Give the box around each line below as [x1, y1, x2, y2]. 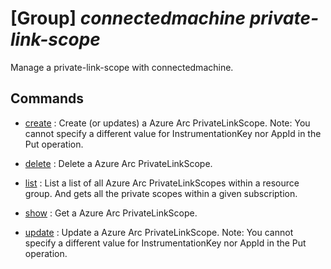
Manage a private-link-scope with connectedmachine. [10, 61, 234, 73]
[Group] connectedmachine [10, 7, 247, 30]
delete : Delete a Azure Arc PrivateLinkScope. [24, 157, 213, 169]
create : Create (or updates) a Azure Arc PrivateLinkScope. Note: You [24, 117, 311, 129]
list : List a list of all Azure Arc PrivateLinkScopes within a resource [24, 177, 300, 189]
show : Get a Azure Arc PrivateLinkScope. [24, 207, 198, 219]
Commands [10, 90, 85, 107]
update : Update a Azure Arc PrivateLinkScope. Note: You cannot [24, 226, 294, 238]
